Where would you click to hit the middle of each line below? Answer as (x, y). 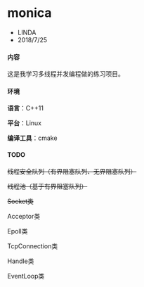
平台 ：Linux (25, 123)
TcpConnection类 (33, 246)
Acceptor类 (24, 216)
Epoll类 (18, 231)
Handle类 (21, 261)
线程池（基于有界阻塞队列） (47, 186)
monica (30, 13)
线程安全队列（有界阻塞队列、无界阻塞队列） (72, 171)
